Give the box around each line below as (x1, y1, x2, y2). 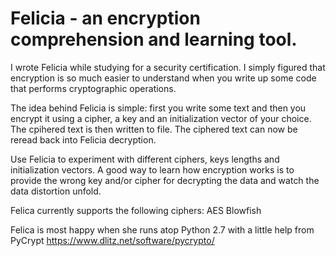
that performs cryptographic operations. (10, 82, 177, 94)
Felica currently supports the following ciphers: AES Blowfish (10, 204, 262, 216)
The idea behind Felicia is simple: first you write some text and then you (10, 102, 307, 114)
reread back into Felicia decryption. (10, 133, 157, 146)
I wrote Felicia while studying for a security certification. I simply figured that (10, 61, 326, 73)
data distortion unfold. (10, 185, 102, 197)
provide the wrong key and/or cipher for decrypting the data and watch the (10, 174, 320, 186)
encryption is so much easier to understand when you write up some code (10, 72, 317, 84)
